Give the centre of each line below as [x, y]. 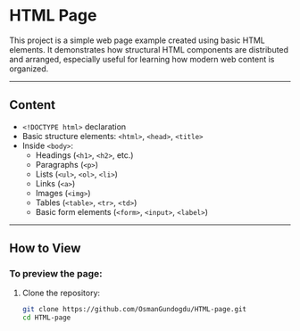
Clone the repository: [61, 293]
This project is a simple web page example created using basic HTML [137, 40]
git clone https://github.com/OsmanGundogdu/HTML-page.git [134, 310]
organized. [29, 69]
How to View [45, 248]
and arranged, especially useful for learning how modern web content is [142, 59]
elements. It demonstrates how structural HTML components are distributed [149, 49]
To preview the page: [56, 274]
